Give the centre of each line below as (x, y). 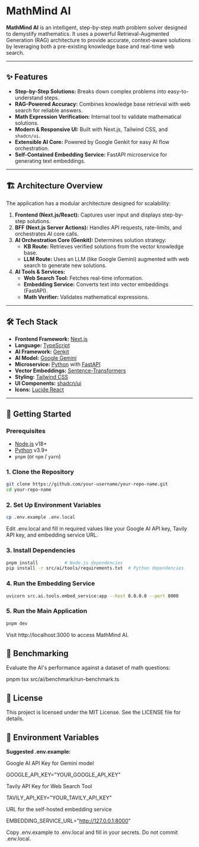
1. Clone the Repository (40, 472)
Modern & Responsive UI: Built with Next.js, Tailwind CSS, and (91, 129)
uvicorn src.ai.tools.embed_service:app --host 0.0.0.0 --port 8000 (92, 596)
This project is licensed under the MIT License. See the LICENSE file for (94, 713)
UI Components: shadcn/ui (48, 383)
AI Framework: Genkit (42, 352)
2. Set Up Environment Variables (54, 505)
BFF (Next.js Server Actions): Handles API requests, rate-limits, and (98, 227)
